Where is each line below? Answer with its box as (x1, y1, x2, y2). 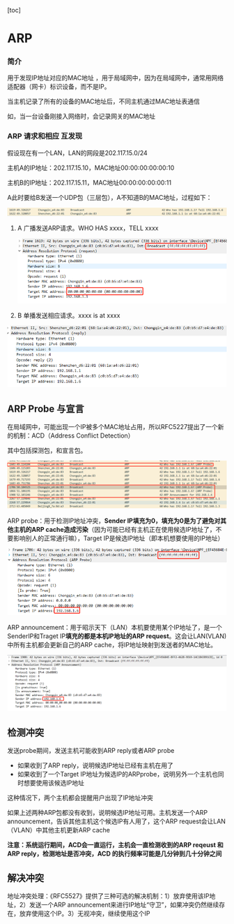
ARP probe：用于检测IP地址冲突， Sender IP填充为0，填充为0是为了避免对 (7, 517, 221, 525)
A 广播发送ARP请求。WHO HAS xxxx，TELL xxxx (17, 224, 159, 233)
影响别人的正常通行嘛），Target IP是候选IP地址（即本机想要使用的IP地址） (13, 534, 224, 542)
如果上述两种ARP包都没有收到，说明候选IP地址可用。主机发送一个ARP (7, 809, 208, 817)
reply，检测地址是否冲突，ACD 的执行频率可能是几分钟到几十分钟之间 (21, 849, 222, 858)
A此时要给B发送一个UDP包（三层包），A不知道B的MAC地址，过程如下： (7, 193, 212, 201)
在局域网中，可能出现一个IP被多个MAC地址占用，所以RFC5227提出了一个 (7, 423, 218, 431)
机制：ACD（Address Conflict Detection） (13, 431, 134, 440)
